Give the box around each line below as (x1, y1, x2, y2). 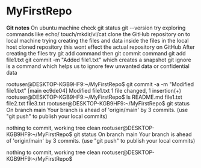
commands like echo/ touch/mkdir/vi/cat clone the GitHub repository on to (6, 30, 191, 37)
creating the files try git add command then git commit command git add (6, 49, 186, 57)
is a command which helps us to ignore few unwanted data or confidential (6, 62, 190, 70)
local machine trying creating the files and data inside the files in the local (6, 37, 189, 44)
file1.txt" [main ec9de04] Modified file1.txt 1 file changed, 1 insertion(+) (6, 87, 182, 94)
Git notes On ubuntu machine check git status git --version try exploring (6, 24, 186, 31)
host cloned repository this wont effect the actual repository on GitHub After (6, 43, 195, 51)
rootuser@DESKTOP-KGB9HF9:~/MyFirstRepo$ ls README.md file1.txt (6, 93, 182, 101)
